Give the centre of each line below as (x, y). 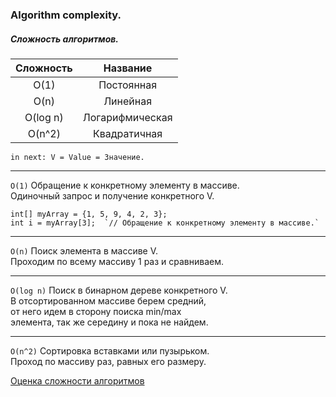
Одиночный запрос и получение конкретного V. (112, 195)
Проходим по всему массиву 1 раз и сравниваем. (117, 261)
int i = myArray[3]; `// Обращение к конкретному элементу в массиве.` (165, 223)
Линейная (128, 101)
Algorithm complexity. (66, 15)
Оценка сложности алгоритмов (77, 380)
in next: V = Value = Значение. (77, 157)
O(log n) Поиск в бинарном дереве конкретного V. (119, 290)
